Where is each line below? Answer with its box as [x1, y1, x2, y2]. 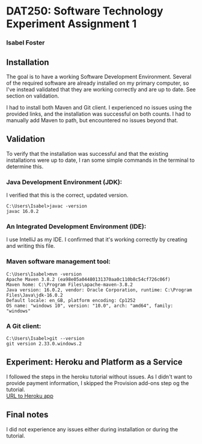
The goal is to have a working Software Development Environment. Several [6, 73, 192, 80]
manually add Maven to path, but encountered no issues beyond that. [6, 116, 179, 124]
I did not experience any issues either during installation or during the [6, 425, 179, 433]
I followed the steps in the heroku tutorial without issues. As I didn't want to [6, 373, 192, 380]
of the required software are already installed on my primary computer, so [6, 79, 189, 87]
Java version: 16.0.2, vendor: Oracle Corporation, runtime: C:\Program [6, 287, 192, 293]
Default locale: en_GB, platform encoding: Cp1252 [6, 297, 136, 303]
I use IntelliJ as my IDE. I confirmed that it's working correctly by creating [6, 236, 188, 243]
